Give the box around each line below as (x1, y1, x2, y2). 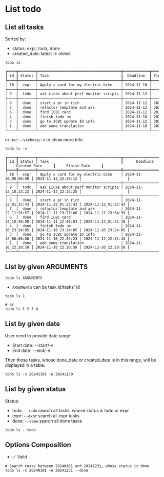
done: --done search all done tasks (12, 418, 82, 424)
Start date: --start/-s (12, 342, 54, 348)
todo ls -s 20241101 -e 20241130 (5, 372, 73, 377)
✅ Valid (12, 453, 27, 459)
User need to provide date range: (5, 332, 72, 339)
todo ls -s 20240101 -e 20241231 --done (5, 468, 89, 473)
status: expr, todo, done (12, 46, 60, 51)
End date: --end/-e (12, 347, 50, 353)
